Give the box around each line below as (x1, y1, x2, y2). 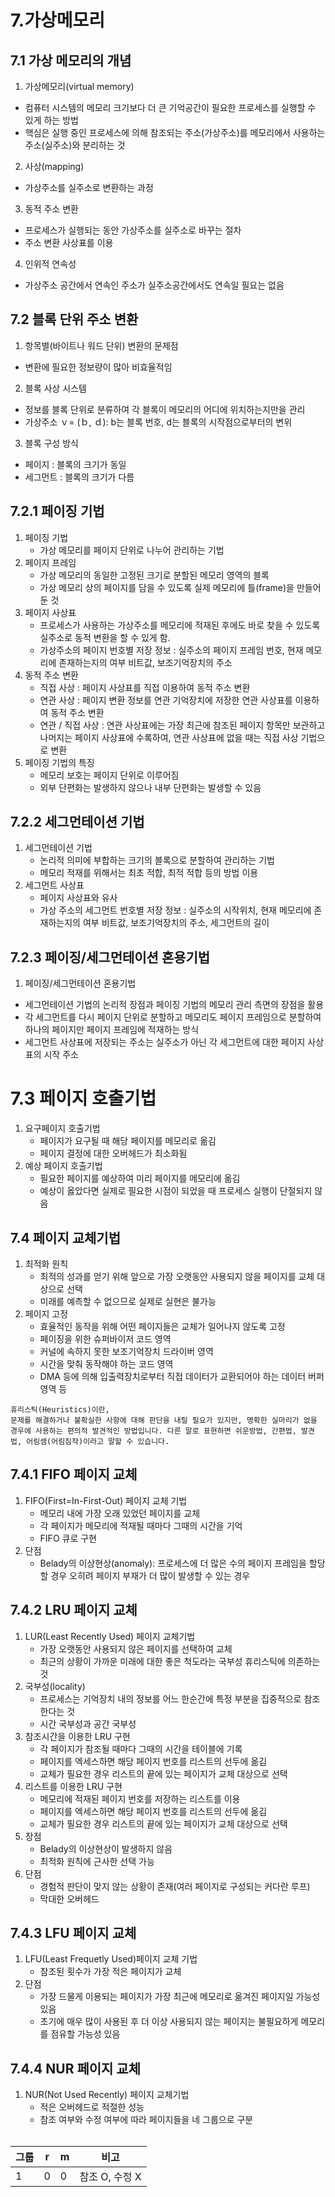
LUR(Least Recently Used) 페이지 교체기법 (24, 1630, 196, 1642)
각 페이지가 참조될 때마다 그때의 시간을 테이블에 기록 (39, 1742, 243, 1755)
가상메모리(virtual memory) (24, 81, 135, 92)
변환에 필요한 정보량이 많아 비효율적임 (24, 361, 173, 373)
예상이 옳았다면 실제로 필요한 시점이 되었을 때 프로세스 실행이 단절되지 (39, 1185, 313, 1197)
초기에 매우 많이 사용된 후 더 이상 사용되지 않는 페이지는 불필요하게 (39, 2016, 299, 2028)
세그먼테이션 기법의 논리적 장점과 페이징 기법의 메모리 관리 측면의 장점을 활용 (24, 999, 325, 1011)
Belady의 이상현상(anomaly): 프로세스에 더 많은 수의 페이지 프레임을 (39, 1557, 307, 1569)
